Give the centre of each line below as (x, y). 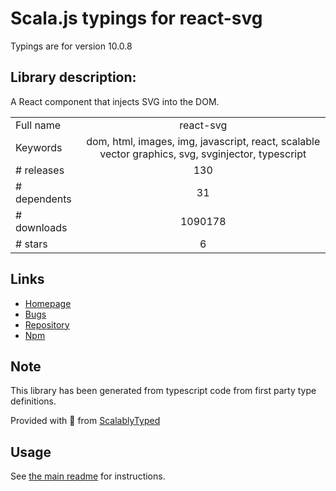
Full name (38, 125)
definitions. (33, 401)
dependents (43, 199)
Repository (47, 324)
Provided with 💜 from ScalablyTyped (85, 421)
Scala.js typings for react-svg (136, 18)
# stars (31, 244)
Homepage (48, 303)
